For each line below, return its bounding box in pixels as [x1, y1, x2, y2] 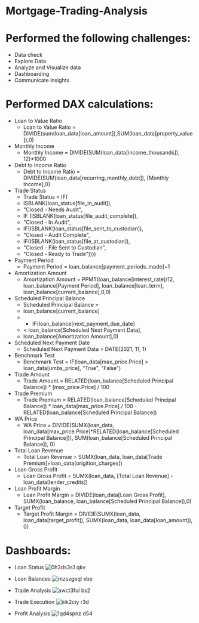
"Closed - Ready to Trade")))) [23, 251, 96, 258]
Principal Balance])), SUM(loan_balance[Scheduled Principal [23, 434, 173, 442]
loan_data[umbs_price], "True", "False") [23, 365, 121, 372]
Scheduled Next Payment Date [14, 339, 90, 347]
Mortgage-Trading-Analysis [5, 4, 148, 18]
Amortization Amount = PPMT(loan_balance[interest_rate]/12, [23, 276, 174, 283]
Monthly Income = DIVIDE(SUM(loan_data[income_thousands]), [23, 149, 180, 156]
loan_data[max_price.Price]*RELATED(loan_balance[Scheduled [23, 428, 179, 435]
